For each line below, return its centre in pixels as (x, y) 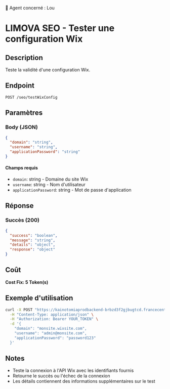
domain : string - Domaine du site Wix (50, 179)
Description (24, 57)
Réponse (19, 206)
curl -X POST (19, 310)
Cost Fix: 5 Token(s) (27, 282)
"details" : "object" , (33, 245)
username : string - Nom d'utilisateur (49, 185)
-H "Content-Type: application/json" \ (52, 314)
